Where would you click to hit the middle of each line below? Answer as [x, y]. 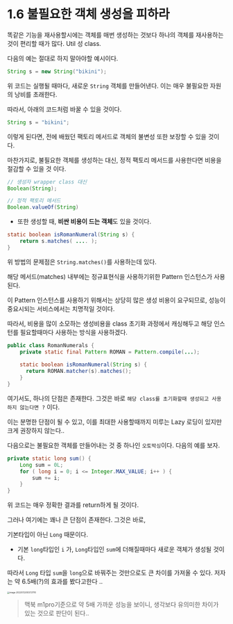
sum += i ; [46, 478]
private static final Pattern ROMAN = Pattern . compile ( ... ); [110, 352]
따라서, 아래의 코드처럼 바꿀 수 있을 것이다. [64, 109]
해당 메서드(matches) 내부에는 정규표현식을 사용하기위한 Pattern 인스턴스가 [110, 276]
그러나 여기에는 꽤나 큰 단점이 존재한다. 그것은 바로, [76, 520]
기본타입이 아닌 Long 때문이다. [48, 535]
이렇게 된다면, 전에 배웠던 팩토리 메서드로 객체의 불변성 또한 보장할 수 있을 [107, 136]
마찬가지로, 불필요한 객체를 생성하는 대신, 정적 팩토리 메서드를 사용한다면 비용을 [114, 160]
